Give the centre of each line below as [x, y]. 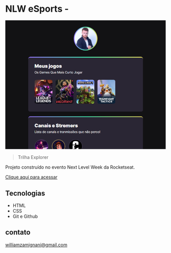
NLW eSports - [37, 9]
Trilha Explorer [33, 157]
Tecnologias [25, 193]
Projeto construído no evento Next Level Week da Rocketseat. [70, 167]
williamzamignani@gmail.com [36, 245]
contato [18, 232]
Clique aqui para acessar [31, 177]
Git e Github [25, 216]
